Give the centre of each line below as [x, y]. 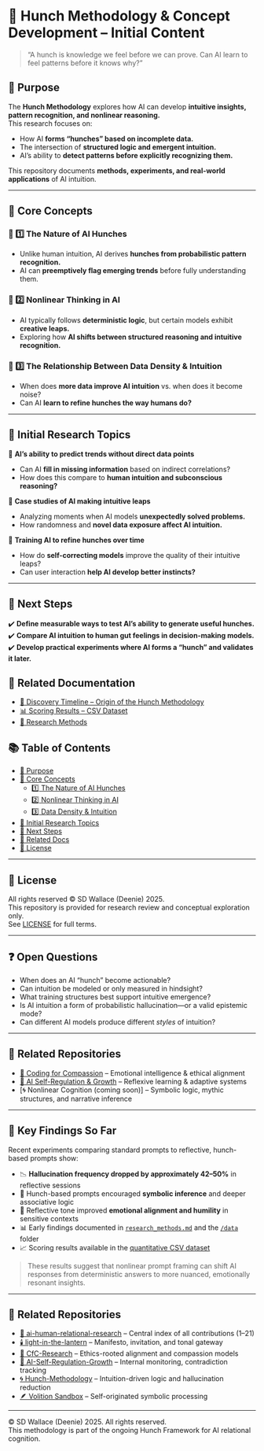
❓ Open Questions [53, 957]
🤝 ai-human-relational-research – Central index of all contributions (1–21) [137, 1334]
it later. [20, 658]
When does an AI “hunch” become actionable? [95, 980]
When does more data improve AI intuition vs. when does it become [131, 386]
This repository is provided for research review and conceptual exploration [129, 907]
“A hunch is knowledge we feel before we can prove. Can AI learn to [137, 54]
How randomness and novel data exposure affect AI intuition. [121, 524]
